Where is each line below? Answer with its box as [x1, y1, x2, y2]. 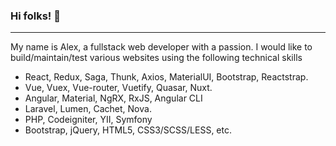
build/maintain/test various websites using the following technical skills [10, 52, 303, 64]
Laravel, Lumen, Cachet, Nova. [24, 103, 152, 115]
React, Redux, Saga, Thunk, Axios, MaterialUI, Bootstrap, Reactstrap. [24, 71, 309, 83]
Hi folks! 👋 [10, 9, 61, 23]
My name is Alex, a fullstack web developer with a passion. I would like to [10, 41, 313, 53]
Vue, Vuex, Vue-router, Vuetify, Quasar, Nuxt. [24, 82, 213, 94]
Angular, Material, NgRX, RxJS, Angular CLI [24, 92, 203, 104]
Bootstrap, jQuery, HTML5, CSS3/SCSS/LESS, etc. [24, 124, 232, 136]
